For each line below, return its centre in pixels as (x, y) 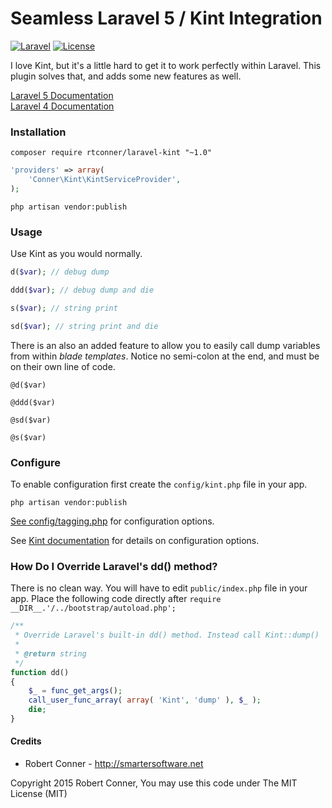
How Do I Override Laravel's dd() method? (114, 566)
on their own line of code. (63, 366)
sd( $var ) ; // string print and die (84, 326)
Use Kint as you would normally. (76, 254)
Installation (38, 132)
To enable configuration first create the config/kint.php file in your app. (159, 484)
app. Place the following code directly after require (116, 599)
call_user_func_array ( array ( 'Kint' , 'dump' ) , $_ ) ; (145, 700)
